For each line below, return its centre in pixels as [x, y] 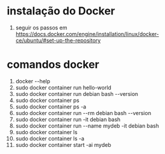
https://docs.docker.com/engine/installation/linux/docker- [87, 34]
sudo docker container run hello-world [64, 87]
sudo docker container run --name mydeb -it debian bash [87, 126]
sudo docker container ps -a [51, 107]
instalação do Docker [61, 11]
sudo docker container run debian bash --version [77, 93]
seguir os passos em [42, 28]
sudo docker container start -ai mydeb [63, 144]
